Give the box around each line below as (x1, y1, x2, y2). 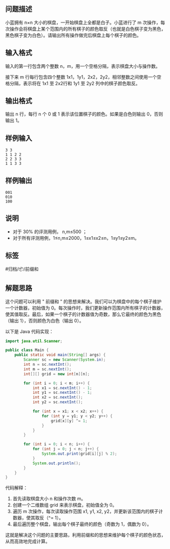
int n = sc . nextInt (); (23, 362, 72, 367)
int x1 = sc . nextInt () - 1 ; (32, 385, 93, 390)
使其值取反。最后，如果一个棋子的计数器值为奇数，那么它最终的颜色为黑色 (5, 311, 161, 317)
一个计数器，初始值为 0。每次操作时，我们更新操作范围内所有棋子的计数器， (5, 305, 165, 311)
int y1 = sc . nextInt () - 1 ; (32, 390, 93, 395)
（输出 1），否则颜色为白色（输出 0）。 (5, 317, 84, 323)
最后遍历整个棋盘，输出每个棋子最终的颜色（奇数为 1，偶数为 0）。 (12, 521, 152, 527)
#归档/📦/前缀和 (5, 266, 39, 272)
